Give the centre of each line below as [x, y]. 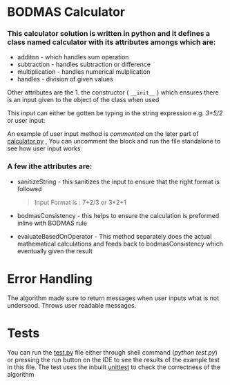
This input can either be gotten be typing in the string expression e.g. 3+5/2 [115, 113]
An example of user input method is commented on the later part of [103, 134]
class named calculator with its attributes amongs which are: [112, 42]
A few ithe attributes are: [50, 166]
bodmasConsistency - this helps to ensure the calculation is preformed [118, 215]
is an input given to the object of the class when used [83, 100]
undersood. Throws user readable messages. [72, 305]
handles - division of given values [65, 79]
